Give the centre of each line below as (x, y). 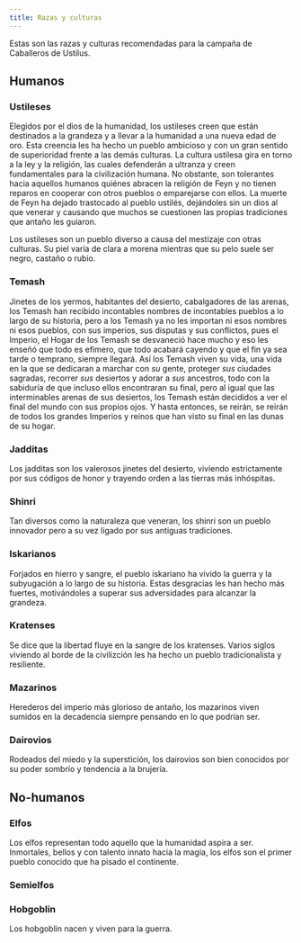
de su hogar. (32, 426)
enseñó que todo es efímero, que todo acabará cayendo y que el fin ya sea (148, 349)
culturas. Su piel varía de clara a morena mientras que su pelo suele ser (142, 249)
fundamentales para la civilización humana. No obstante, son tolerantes (142, 174)
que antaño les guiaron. (53, 222)
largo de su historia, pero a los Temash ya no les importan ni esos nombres (148, 320)
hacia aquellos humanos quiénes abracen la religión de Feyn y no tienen (143, 184)
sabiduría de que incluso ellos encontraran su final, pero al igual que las (142, 387)
